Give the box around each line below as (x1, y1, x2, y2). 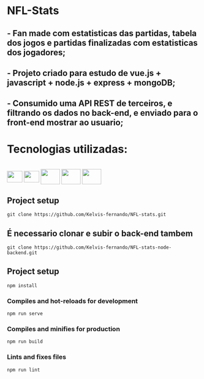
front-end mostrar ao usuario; (7, 118, 124, 128)
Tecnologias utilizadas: (7, 142, 128, 156)
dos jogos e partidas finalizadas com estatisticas (7, 37, 198, 48)
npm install (7, 282, 37, 288)
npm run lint (7, 367, 40, 373)
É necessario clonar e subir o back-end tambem (7, 228, 194, 239)
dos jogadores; (7, 47, 66, 58)
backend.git (7, 249, 37, 256)
